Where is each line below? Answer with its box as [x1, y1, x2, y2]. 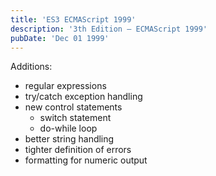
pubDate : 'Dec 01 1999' [10, 33, 110, 43]
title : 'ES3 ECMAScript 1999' [10, 14, 137, 25]
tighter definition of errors [24, 144, 132, 156]
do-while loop [39, 122, 98, 135]
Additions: [10, 61, 53, 73]
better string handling [24, 133, 115, 145]
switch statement [39, 112, 112, 124]
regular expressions [24, 80, 107, 92]
